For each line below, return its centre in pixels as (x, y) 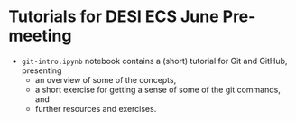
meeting (40, 36)
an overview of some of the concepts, (106, 79)
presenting (42, 70)
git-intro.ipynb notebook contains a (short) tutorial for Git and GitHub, (154, 60)
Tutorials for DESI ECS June (114, 17)
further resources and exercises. (96, 108)
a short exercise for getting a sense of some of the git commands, (157, 89)
